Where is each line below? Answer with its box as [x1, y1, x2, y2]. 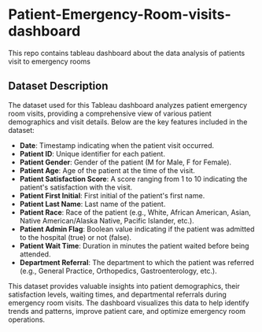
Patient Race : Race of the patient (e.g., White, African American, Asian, [19, 207, 252, 217]
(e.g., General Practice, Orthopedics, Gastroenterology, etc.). [19, 266, 218, 275]
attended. [19, 249, 51, 259]
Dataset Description [8, 79, 109, 93]
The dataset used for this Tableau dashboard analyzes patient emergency [8, 100, 248, 109]
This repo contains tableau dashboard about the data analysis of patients [8, 48, 245, 57]
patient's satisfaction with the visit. [19, 183, 133, 192]
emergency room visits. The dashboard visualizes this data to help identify [8, 297, 249, 308]
